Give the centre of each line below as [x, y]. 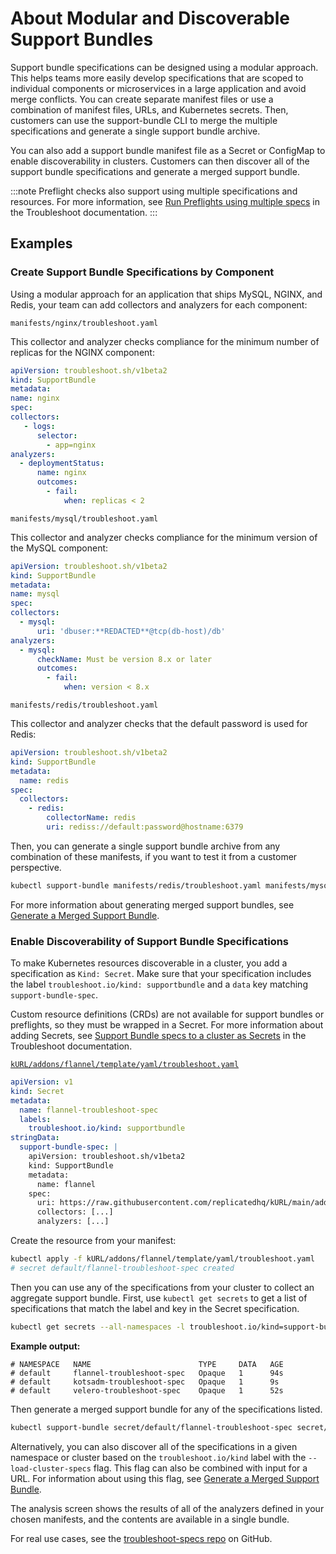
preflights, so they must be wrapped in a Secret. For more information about [167, 1025]
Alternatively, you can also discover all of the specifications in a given [154, 1446]
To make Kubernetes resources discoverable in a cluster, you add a [149, 963]
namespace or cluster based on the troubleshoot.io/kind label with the [158, 1457]
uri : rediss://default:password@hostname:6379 [145, 827]
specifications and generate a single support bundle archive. [135, 131]
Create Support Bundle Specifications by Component [142, 272]
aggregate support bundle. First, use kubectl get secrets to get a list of [159, 1298]
